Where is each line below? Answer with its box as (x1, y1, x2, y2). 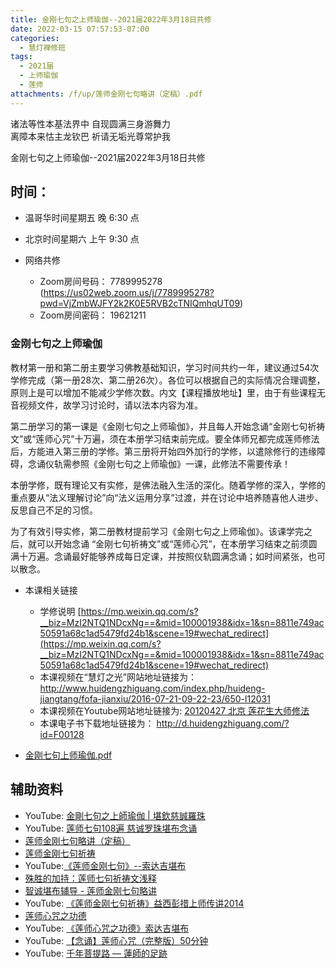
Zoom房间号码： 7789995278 (39, 276, 163, 288)
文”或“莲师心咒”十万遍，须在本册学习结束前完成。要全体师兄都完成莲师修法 (10, 432, 320, 445)
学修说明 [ (39, 605, 82, 617)
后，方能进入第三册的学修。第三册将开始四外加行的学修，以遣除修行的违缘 (10, 445, 317, 457)
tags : (10, 52, 33, 62)
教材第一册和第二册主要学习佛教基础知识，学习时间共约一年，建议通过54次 (10, 361, 320, 373)
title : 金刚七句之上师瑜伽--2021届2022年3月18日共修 (10, 14, 212, 25)
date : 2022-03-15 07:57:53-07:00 (10, 24, 150, 34)
